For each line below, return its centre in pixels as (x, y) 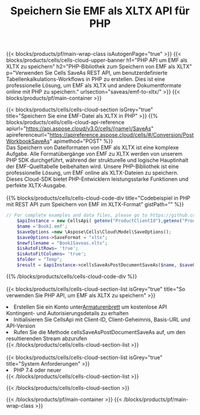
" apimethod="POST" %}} (81, 142)
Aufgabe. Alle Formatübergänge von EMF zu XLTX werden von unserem (94, 154)
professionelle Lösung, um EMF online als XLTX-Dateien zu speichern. (92, 173)
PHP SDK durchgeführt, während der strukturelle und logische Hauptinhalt (97, 160)
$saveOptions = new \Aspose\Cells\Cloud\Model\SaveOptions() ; (94, 232)
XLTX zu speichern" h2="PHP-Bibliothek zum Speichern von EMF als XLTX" (99, 67)
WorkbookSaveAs (28, 142)
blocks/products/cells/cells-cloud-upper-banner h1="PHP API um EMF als (97, 60)
